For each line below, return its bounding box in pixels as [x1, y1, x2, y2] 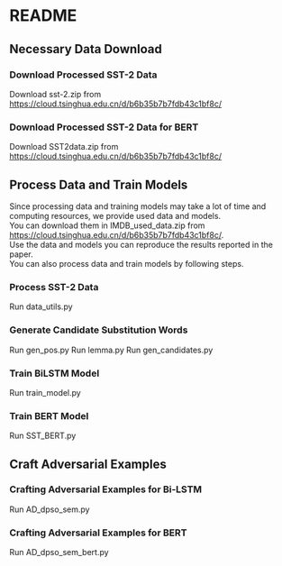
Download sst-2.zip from [9, 88, 102, 99]
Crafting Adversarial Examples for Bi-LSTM [9, 483, 203, 496]
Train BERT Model [9, 409, 89, 422]
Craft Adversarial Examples [9, 456, 167, 471]
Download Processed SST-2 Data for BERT [9, 121, 199, 133]
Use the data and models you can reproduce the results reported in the [9, 239, 273, 250]
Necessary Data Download [9, 41, 162, 57]
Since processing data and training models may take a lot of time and [9, 200, 267, 212]
